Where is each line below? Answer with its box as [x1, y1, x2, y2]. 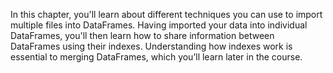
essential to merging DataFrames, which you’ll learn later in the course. [10, 51, 303, 63]
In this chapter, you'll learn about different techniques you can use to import [10, 9, 323, 20]
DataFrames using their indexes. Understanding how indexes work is [10, 40, 293, 52]
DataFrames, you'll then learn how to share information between [10, 30, 275, 41]
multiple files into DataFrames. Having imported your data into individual [10, 19, 308, 31]
